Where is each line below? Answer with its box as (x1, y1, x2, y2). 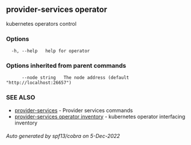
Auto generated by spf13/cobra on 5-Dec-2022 (6, 133, 120, 140)
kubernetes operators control (6, 20, 77, 27)
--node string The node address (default (21, 75, 130, 81)
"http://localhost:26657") (6, 80, 72, 86)
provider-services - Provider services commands (14, 106, 133, 113)
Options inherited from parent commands (6, 61, 127, 70)
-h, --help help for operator (11, 48, 91, 54)
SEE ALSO (6, 94, 36, 102)
